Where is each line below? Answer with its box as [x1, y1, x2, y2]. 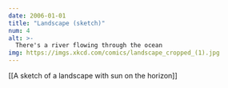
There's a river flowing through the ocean [15, 42, 162, 50]
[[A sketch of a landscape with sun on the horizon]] [8, 71, 178, 80]
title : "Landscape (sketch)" [8, 19, 106, 27]
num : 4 [8, 26, 30, 34]
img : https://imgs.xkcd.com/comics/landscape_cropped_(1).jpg [8, 49, 220, 57]
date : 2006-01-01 [8, 11, 66, 20]
